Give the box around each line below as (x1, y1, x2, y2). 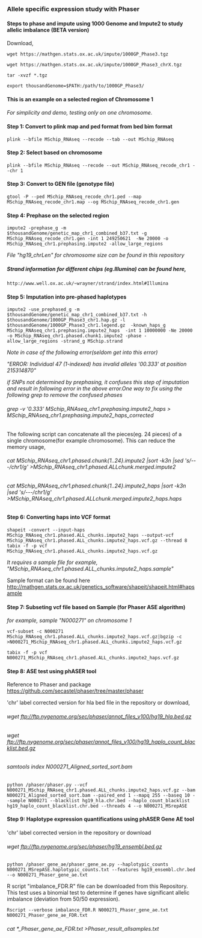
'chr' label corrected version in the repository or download (7, 829, 151, 836)
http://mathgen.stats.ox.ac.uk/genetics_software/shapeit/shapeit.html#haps (7, 583, 195, 590)
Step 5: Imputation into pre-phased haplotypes (7, 293, 127, 300)
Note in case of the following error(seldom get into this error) (7, 349, 158, 356)
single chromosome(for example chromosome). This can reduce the (7, 437, 176, 444)
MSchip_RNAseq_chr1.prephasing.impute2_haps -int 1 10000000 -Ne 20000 (7, 328, 193, 334)
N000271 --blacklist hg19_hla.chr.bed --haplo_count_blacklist (28, 797, 190, 803)
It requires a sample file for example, (7, 559, 98, 566)
